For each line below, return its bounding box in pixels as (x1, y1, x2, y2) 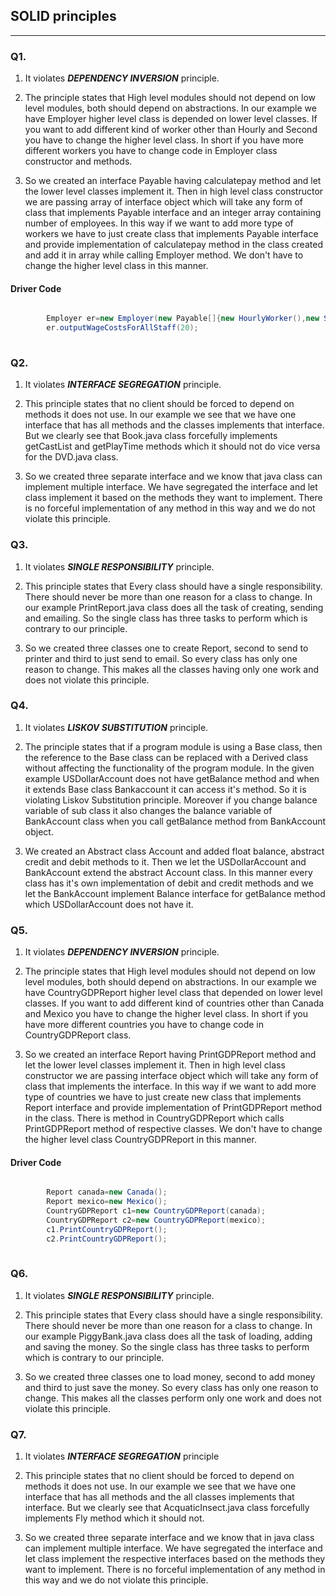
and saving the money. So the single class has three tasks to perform (24, 1340, 310, 1353)
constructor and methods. (24, 155, 133, 168)
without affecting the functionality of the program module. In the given (24, 762, 315, 774)
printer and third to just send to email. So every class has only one (24, 652, 298, 664)
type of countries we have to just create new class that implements (24, 1091, 302, 1103)
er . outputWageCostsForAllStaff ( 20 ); (46, 323, 199, 333)
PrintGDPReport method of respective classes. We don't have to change (24, 1123, 323, 1135)
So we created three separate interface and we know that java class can (24, 470, 323, 483)
